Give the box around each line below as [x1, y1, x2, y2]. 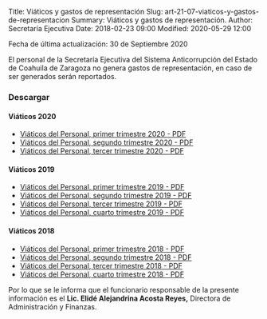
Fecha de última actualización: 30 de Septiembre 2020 [8, 39, 189, 49]
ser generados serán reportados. [8, 72, 117, 81]
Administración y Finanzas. [8, 301, 97, 311]
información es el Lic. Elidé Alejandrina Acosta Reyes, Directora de [8, 293, 231, 303]
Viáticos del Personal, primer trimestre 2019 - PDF [19, 182, 185, 192]
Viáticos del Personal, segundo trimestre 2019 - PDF [19, 191, 192, 201]
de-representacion [8, 15, 70, 25]
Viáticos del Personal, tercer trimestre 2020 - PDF [19, 146, 185, 156]
